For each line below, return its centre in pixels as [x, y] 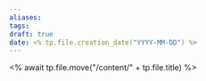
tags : [19, 26]
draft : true [31, 34]
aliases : [25, 17]
